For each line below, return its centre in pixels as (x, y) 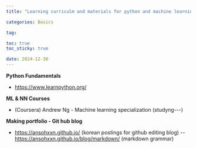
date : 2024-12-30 (27, 59)
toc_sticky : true (27, 49)
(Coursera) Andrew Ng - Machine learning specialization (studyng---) (99, 110)
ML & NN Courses (28, 98)
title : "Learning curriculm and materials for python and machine (89, 11)
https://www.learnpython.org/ (50, 87)
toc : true (18, 43)
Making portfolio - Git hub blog (44, 121)
